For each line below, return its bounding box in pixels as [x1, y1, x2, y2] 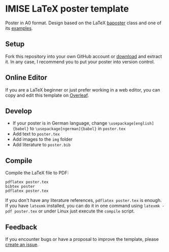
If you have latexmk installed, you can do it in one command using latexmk [5, 203, 160, 209]
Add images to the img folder [12, 136, 73, 142]
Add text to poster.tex [12, 131, 60, 137]
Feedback [5, 223, 38, 231]
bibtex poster [5, 184, 36, 189]
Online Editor [5, 73, 47, 82]
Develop [5, 107, 32, 115]
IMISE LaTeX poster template [5, 3, 129, 15]
